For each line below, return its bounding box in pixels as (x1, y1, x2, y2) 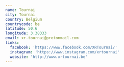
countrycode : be (5, 21, 40, 27)
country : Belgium (5, 17, 42, 22)
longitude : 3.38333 (5, 31, 47, 36)
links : (5, 40, 19, 45)
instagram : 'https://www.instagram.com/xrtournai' (10, 49, 120, 54)
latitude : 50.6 (5, 26, 38, 31)
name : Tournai (5, 7, 36, 13)
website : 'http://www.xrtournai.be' (10, 54, 88, 59)
